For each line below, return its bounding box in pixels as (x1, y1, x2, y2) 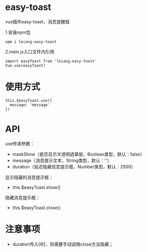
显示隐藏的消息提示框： (5, 174, 53, 180)
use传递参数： (5, 140, 35, 146)
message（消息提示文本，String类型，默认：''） (12, 157, 112, 163)
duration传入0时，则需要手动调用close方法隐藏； (12, 241, 114, 247)
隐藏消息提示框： (5, 194, 40, 200)
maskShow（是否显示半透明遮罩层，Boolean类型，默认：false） (12, 151, 145, 157)
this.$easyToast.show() (12, 184, 61, 190)
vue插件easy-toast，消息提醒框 (5, 18, 70, 24)
